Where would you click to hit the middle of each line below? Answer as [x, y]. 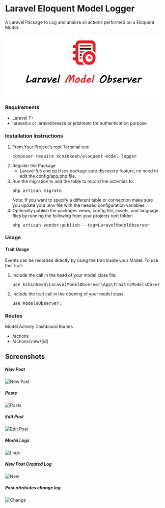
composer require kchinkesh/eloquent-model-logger [74, 156]
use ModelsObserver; [37, 303]
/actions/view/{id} [30, 341]
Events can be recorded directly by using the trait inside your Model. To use [82, 260]
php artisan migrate [37, 190]
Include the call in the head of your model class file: [64, 275]
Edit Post [14, 416]
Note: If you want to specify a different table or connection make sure [82, 200]
